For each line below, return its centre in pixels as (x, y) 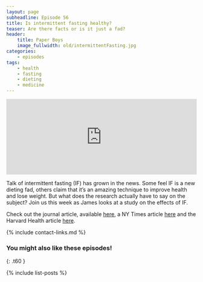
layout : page (23, 12)
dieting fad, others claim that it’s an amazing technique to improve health (97, 189)
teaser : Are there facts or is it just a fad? (66, 29)
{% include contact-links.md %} (46, 232)
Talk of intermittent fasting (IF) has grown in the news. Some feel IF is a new (101, 183)
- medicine (31, 85)
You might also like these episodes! (59, 248)
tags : (13, 62)
